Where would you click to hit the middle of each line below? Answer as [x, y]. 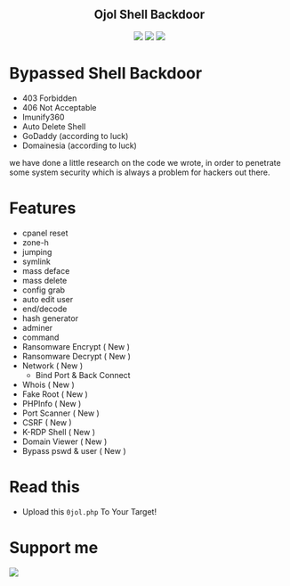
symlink [36, 261]
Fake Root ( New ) [55, 394]
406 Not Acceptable [59, 107]
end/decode [44, 309]
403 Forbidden [49, 98]
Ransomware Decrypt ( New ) [77, 356]
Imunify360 [43, 117]
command [40, 337]
